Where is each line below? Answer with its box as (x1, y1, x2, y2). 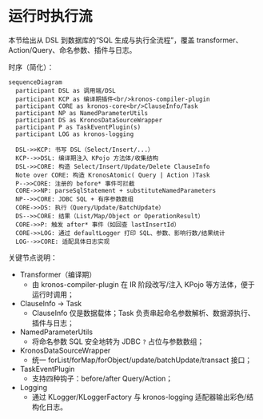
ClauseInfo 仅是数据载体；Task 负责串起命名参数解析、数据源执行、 (31, 308, 255, 317)
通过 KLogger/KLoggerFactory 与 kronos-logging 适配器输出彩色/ (31, 392, 247, 401)
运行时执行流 (8, 7, 94, 26)
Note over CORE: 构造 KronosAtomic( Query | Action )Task (15, 171, 210, 179)
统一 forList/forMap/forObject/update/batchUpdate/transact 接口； (31, 355, 253, 365)
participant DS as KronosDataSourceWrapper (15, 116, 162, 124)
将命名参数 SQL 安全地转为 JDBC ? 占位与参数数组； (31, 337, 205, 346)
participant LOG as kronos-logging (15, 130, 134, 138)
